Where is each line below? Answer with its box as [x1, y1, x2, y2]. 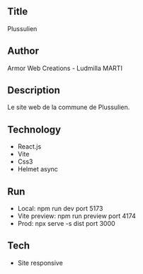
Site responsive [17, 258, 64, 267]
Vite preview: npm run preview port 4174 [17, 212, 136, 220]
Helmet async [17, 165, 59, 173]
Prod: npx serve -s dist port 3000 [17, 219, 115, 228]
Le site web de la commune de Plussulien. [7, 103, 130, 112]
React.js [17, 142, 42, 151]
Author [7, 45, 39, 57]
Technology [7, 123, 62, 135]
